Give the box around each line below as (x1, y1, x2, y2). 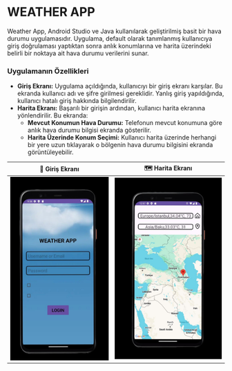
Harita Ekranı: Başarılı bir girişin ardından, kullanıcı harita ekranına (17, 104, 206, 113)
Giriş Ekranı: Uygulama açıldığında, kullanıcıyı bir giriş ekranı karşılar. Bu (17, 82, 223, 91)
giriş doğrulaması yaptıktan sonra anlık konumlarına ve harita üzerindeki (7, 41, 212, 50)
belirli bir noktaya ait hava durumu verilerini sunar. (7, 49, 150, 57)
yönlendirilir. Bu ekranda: (17, 111, 88, 120)
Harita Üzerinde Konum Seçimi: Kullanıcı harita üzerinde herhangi (27, 133, 217, 142)
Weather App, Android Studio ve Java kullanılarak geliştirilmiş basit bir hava (7, 27, 222, 35)
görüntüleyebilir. (27, 148, 74, 156)
